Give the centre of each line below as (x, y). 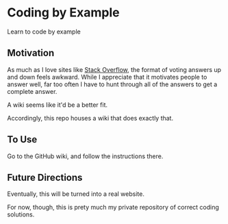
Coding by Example (63, 13)
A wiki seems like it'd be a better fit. (58, 105)
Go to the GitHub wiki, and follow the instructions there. (85, 156)
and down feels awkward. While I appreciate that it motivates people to (107, 77)
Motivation (31, 53)
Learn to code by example (44, 32)
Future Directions (45, 177)
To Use (22, 139)
